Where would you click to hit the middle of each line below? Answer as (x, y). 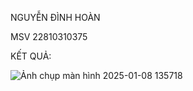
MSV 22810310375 (49, 36)
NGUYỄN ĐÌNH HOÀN (55, 17)
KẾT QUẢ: (31, 56)
